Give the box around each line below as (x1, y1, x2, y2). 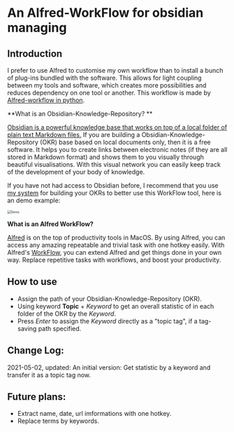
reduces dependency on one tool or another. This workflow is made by (7, 89, 211, 97)
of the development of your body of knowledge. (7, 168, 145, 176)
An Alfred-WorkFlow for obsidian (7, 5, 204, 21)
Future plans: (7, 391, 66, 403)
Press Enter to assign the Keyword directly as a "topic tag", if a (17, 316, 198, 325)
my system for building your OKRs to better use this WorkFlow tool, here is (7, 189, 222, 197)
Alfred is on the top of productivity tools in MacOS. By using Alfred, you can (7, 233, 226, 242)
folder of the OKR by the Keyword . (17, 309, 117, 318)
